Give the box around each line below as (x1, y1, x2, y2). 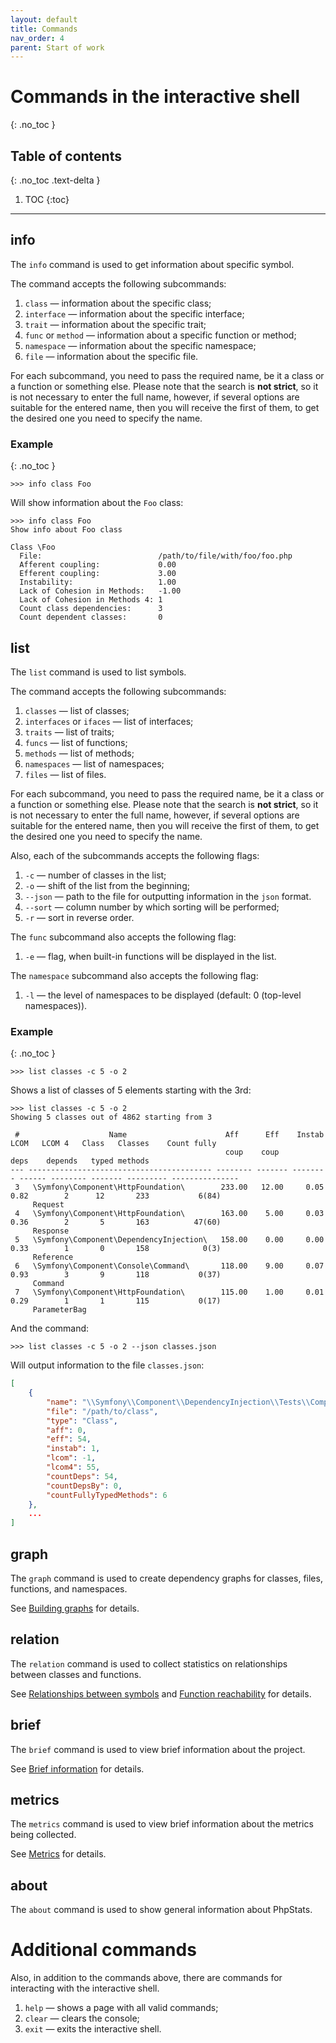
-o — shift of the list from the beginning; (24, 879, 190, 891)
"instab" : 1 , (46, 1444, 101, 1454)
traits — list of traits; (24, 726, 115, 738)
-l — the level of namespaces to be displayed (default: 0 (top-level (24, 989, 302, 1001)
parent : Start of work (10, 42, 105, 53)
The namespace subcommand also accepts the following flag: (10, 969, 259, 981)
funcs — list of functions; (24, 736, 128, 748)
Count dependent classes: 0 (19, 612, 163, 623)
